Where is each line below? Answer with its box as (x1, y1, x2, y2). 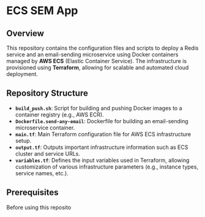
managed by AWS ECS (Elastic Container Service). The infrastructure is (6, 58, 187, 64)
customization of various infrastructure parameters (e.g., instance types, (15, 163, 199, 170)
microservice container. (15, 124, 75, 131)
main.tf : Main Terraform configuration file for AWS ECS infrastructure (15, 130, 192, 138)
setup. (15, 137, 32, 144)
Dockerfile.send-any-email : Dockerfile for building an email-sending (15, 117, 188, 124)
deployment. (6, 70, 38, 77)
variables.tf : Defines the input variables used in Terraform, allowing (15, 156, 190, 164)
